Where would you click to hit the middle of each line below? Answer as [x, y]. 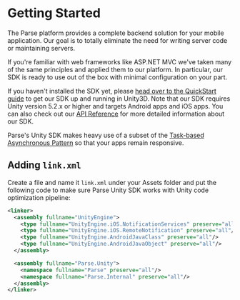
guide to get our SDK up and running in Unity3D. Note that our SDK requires [119, 99]
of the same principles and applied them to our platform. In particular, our [115, 69]
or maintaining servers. [41, 48]
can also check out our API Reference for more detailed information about [116, 114]
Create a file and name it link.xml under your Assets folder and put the [112, 182]
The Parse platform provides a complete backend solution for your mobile [116, 33]
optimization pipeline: [39, 197]
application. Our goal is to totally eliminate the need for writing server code [117, 40]
